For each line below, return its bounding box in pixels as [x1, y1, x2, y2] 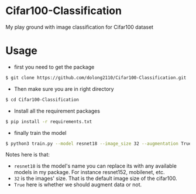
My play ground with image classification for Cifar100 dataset [5, 23, 153, 30]
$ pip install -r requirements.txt [5, 118, 92, 124]
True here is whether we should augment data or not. [13, 181, 142, 188]
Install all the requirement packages [13, 107, 101, 114]
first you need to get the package [13, 63, 95, 70]
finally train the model [13, 129, 67, 136]
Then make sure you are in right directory [13, 85, 115, 92]
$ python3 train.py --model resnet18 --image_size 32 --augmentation [5, 141, 179, 147]
